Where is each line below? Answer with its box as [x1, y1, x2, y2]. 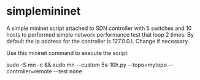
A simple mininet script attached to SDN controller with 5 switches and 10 [6, 24, 192, 32]
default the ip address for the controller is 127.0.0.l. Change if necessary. [6, 37, 190, 45]
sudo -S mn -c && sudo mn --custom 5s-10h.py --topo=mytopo [6, 61, 167, 68]
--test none [53, 67, 83, 75]
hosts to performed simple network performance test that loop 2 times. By [6, 31, 194, 38]
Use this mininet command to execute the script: [6, 49, 129, 56]
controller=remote [6, 67, 52, 75]
